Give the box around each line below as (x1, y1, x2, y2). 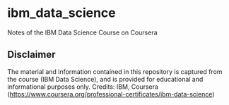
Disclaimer (7, 49, 56, 61)
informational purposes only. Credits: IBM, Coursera (7, 82, 159, 91)
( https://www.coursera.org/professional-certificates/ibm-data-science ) (7, 89, 215, 98)
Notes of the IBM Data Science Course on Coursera (7, 28, 158, 37)
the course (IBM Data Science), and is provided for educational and (7, 75, 204, 83)
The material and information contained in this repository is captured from (7, 67, 223, 75)
